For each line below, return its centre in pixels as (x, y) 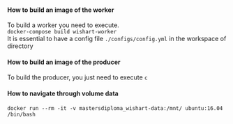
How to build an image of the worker (61, 10)
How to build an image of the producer (64, 62)
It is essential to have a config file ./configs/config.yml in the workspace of (117, 39)
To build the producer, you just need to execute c (77, 77)
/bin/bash (22, 114)
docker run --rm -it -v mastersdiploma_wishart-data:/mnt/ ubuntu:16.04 (115, 108)
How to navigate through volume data (63, 93)
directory (20, 46)
